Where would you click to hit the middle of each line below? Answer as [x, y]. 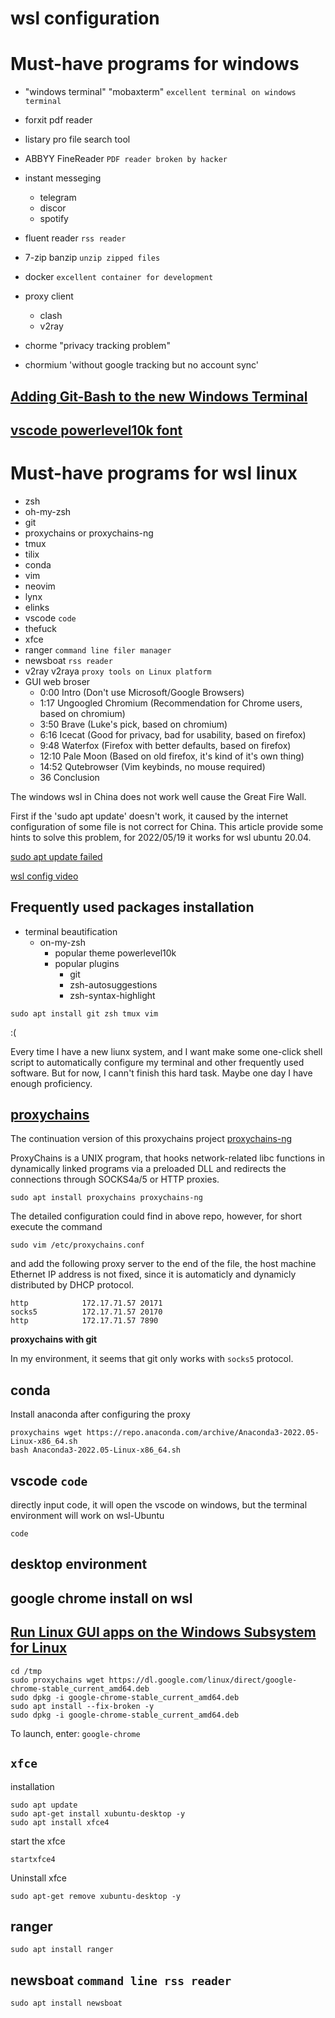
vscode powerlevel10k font [96, 430]
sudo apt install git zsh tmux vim [84, 1013]
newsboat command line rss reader [121, 1980]
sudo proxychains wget [57, 1680]
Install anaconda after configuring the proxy [100, 1414]
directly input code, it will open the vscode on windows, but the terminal [159, 1505]
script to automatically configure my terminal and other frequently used [157, 1062]
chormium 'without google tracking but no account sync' [142, 365]
